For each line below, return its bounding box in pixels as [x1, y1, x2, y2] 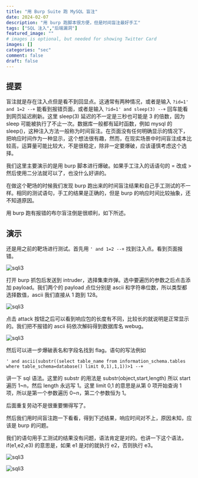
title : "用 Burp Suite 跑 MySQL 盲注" [6, 8, 98, 15]
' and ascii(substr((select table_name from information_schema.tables [6, 358, 186, 365]
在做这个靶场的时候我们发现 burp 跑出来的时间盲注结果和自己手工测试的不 [6, 182, 186, 189]
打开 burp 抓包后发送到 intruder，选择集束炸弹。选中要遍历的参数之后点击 [6, 277, 186, 284]
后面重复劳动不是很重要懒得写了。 [6, 402, 89, 409]
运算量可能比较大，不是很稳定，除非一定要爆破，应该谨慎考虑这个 [21, 142, 181, 149]
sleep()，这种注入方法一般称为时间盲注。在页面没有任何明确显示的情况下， [6, 127, 189, 135]
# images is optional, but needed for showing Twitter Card [6, 36, 157, 42]
